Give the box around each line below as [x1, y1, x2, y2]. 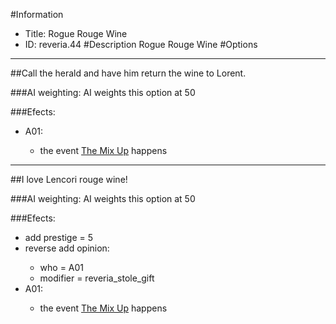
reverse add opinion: [24, 242, 110, 254]
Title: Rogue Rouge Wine [24, 28, 128, 39]
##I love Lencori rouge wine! [10, 174, 128, 185]
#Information [10, 9, 64, 20]
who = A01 [39, 262, 85, 273]
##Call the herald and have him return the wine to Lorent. [10, 67, 247, 79]
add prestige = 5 [24, 232, 94, 243]
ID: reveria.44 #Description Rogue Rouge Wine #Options [24, 39, 258, 50]
